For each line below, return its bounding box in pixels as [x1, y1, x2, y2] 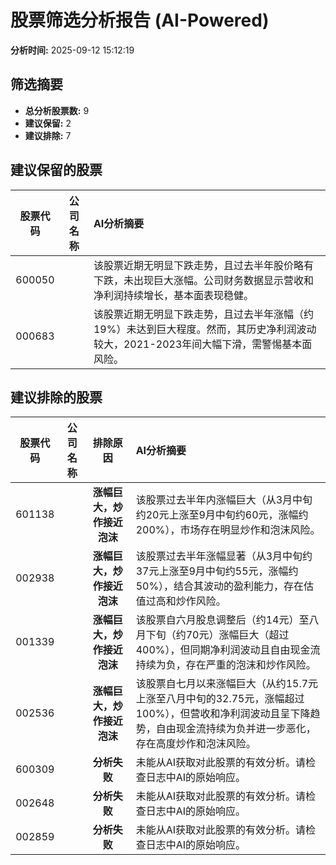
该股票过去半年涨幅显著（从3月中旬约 [135, 549, 313, 563]
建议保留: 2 [24, 117, 72, 129]
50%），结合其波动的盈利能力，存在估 [135, 579, 315, 593]
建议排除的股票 [10, 389, 103, 406]
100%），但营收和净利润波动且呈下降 [135, 707, 311, 721]
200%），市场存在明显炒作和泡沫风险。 [135, 523, 321, 537]
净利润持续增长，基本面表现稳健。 [93, 288, 254, 302]
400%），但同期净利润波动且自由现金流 [135, 643, 321, 657]
